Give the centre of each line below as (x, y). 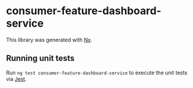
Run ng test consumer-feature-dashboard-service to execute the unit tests (97, 73)
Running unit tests (40, 58)
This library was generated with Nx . (49, 40)
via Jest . (16, 79)
